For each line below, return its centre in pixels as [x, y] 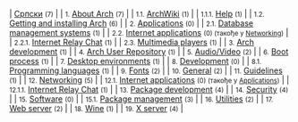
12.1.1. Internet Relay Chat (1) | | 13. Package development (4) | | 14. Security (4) [149, 89]
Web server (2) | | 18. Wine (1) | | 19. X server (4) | [96, 108]
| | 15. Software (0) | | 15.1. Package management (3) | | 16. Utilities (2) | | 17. [141, 99]
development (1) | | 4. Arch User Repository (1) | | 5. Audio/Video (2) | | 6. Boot [149, 52]
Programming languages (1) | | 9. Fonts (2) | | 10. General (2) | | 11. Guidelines [146, 70]
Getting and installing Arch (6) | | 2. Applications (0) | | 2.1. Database [131, 23]
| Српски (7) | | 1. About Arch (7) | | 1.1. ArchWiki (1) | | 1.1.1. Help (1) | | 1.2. [137, 14]
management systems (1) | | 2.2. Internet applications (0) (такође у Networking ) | [149, 33]
